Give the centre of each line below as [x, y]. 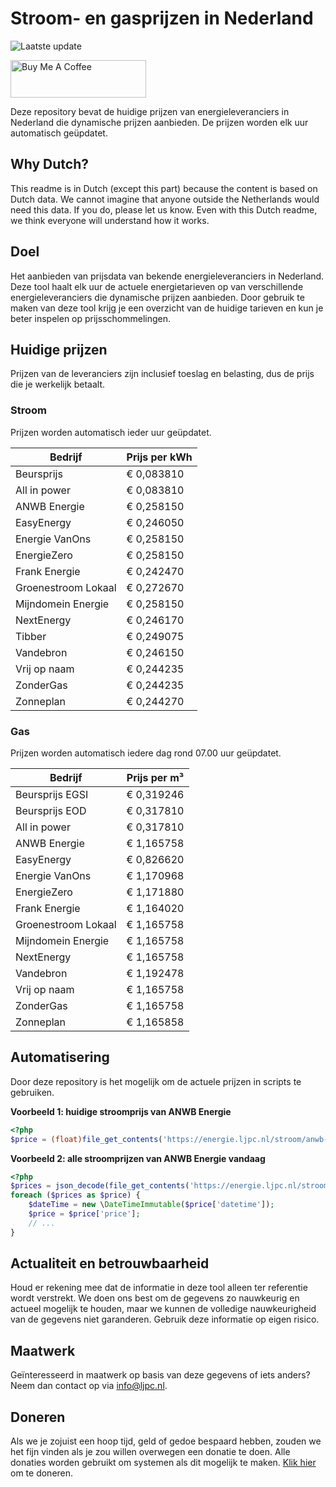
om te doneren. [42, 1473]
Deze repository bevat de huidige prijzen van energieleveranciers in [150, 111]
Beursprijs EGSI [52, 794]
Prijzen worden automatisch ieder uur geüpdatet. [111, 432]
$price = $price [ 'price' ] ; [84, 1214]
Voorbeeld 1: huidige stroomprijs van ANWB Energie [121, 1111]
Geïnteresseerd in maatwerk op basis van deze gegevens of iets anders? [160, 1375]
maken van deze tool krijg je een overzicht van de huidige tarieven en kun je [167, 308]
